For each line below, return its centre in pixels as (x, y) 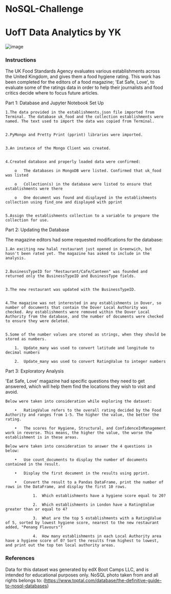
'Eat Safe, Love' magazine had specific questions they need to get (75, 381)
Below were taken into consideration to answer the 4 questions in (79, 447)
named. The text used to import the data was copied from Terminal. (80, 121)
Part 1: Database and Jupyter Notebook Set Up (55, 103)
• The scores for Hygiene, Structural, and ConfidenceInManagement (90, 429)
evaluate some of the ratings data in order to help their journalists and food (84, 87)
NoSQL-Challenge (44, 9)
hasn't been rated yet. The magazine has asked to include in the (78, 254)
